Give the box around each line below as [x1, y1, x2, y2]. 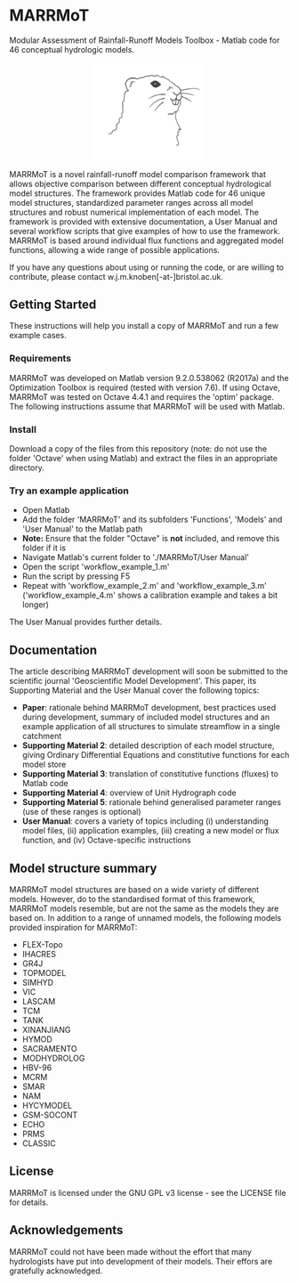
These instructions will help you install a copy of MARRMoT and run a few [9, 321, 278, 331]
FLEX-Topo [21, 939, 64, 949]
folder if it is [21, 542, 67, 553]
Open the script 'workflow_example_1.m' [21, 562, 171, 573]
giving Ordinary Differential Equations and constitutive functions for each [21, 750, 290, 760]
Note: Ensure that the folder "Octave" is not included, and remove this [21, 533, 280, 544]
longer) [21, 599, 49, 610]
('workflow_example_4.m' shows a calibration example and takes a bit [21, 590, 278, 601]
